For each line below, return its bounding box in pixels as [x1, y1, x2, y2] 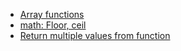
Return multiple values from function [19, 30, 171, 41]
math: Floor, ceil [19, 19, 87, 31]
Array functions [19, 9, 85, 20]
